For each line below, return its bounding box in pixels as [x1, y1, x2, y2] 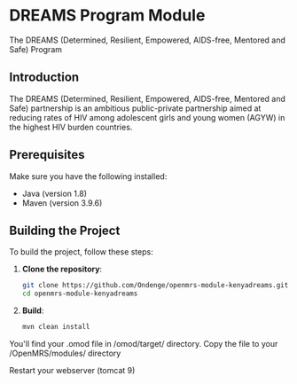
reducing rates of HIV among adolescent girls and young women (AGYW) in [9, 112, 285, 122]
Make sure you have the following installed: [9, 170, 168, 182]
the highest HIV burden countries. [9, 121, 133, 132]
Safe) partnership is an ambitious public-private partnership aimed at [9, 103, 262, 114]
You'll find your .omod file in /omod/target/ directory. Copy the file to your [9, 339, 278, 349]
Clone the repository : [21, 263, 103, 275]
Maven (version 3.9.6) [21, 197, 103, 208]
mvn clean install [21, 323, 90, 332]
